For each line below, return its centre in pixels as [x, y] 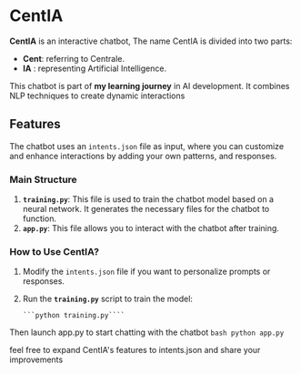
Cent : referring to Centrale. [74, 58]
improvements [36, 359]
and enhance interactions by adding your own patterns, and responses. [143, 156]
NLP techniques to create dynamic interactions [97, 96]
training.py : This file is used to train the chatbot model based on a [148, 199]
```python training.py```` [74, 316]
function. [40, 218]
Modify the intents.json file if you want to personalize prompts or [146, 272]
